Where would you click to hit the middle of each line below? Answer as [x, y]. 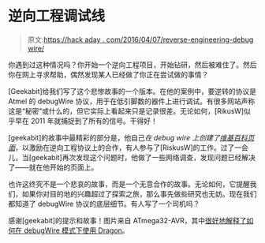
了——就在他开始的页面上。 [53, 167]
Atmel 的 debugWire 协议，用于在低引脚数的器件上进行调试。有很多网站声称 [132, 101]
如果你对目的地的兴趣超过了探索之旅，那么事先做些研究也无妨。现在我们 [139, 193]
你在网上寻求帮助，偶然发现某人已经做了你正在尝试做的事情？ [108, 74]
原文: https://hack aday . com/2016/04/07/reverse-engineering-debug [140, 39]
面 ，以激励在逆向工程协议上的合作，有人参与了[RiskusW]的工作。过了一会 [128, 148]
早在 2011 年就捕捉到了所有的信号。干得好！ [86, 121]
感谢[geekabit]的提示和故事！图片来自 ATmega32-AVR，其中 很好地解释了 [127, 220]
